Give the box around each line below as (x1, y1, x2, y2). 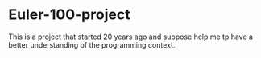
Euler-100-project (8, 6, 130, 24)
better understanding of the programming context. (8, 40, 176, 49)
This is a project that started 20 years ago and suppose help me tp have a (8, 32, 254, 41)
